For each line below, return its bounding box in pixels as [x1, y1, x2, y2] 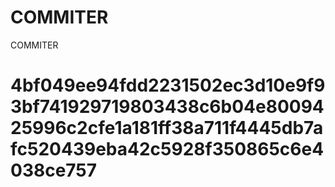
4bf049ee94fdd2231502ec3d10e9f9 [10, 74, 326, 97]
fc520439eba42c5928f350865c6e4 [10, 138, 325, 161]
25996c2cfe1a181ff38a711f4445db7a [10, 117, 324, 140]
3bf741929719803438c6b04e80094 [10, 96, 325, 118]
